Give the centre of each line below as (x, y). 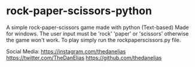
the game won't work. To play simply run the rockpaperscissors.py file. (94, 40)
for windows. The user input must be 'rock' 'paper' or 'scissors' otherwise (97, 33)
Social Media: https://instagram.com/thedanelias (66, 51)
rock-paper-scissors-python (79, 11)
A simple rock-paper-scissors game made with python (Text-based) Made (98, 27)
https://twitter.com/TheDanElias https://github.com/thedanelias (84, 58)
